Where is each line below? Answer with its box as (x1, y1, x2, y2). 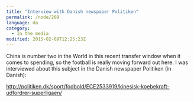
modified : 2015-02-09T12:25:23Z (6, 36, 86, 42)
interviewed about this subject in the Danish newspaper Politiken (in (6, 65, 172, 72)
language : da (6, 20, 38, 26)
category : (6, 25, 31, 31)
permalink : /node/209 (6, 14, 60, 20)
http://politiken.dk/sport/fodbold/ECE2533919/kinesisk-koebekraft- (6, 83, 170, 90)
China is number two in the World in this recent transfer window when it (6, 53, 181, 59)
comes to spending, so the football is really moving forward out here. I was (6, 59, 188, 66)
